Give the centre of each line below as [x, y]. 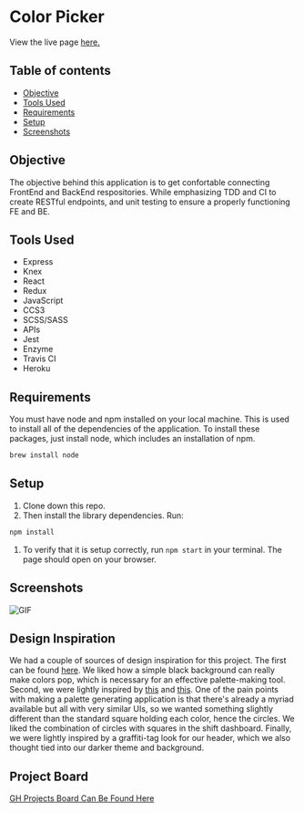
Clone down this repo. [64, 506]
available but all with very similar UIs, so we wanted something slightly [142, 709]
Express [38, 262]
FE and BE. [30, 211]
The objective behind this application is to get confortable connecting [140, 182]
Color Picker [57, 17]
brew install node [44, 455]
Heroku [36, 369]
